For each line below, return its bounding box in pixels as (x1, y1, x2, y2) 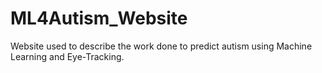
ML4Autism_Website (10, 7, 188, 30)
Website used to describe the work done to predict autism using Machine (10, 40, 313, 52)
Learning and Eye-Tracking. (10, 50, 125, 62)
